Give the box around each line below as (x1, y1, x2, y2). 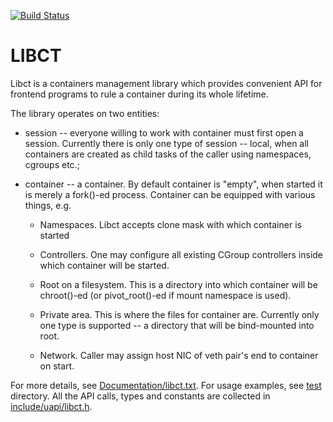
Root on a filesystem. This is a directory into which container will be (39, 278, 318, 290)
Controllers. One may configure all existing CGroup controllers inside (39, 248, 324, 260)
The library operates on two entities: (10, 107, 160, 119)
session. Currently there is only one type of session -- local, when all (24, 137, 309, 149)
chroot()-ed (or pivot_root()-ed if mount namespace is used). (39, 289, 292, 301)
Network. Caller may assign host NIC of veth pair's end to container (39, 349, 319, 361)
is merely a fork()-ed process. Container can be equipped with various (24, 188, 316, 200)
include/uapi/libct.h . (10, 400, 93, 412)
